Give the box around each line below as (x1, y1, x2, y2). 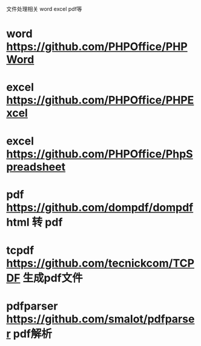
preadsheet (6, 160, 65, 174)
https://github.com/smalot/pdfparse (6, 312, 195, 326)
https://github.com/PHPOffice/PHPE (6, 93, 194, 107)
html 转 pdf (6, 215, 63, 229)
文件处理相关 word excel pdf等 (6, 5, 83, 12)
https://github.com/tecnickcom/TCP (6, 256, 195, 270)
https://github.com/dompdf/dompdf (6, 200, 194, 214)
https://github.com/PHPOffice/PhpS (6, 147, 193, 161)
